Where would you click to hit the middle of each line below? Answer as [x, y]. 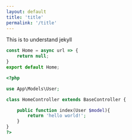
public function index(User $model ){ [64, 110]
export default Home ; [33, 67]
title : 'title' [25, 17]
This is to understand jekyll [39, 40]
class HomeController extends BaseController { [66, 99]
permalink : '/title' [32, 23]
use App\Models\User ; [33, 89]
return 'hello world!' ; [57, 116]
